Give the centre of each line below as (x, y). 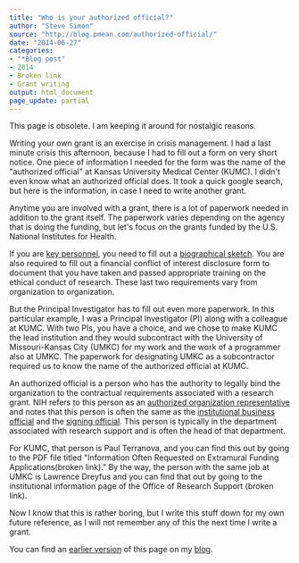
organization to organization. (62, 292)
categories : (31, 51)
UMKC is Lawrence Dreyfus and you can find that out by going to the (136, 477)
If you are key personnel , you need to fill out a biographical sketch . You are (147, 254)
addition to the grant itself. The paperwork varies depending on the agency (147, 218)
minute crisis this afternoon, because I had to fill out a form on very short (143, 153)
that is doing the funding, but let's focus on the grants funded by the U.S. (144, 227)
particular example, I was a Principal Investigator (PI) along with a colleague (149, 319)
